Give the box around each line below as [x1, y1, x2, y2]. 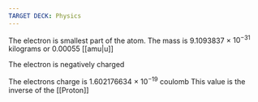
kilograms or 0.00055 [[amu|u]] [8, 44, 114, 53]
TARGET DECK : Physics [8, 11, 82, 20]
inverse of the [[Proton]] [8, 85, 89, 95]
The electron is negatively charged [8, 60, 125, 70]
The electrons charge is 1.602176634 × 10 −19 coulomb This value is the [8, 75, 246, 86]
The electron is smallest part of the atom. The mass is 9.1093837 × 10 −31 [8, 34, 251, 45]
